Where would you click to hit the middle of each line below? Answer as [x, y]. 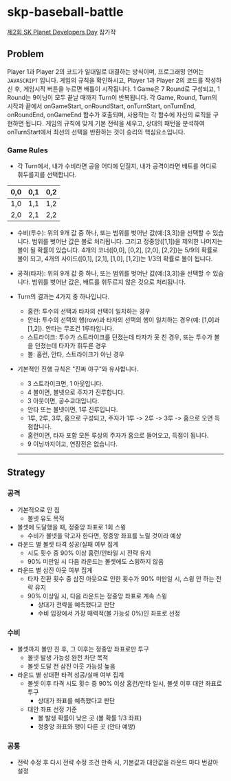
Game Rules [27, 150]
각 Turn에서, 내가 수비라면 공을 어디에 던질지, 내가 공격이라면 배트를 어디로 [117, 166]
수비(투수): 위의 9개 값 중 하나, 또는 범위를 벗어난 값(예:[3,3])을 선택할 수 [114, 233]
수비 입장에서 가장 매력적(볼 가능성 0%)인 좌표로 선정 [109, 613]
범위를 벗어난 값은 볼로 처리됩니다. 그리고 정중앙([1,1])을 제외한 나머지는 [128, 241]
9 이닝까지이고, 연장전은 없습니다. [73, 444]
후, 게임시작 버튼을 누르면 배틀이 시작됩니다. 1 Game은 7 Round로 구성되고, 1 [117, 89]
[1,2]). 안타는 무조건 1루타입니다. [71, 329]
